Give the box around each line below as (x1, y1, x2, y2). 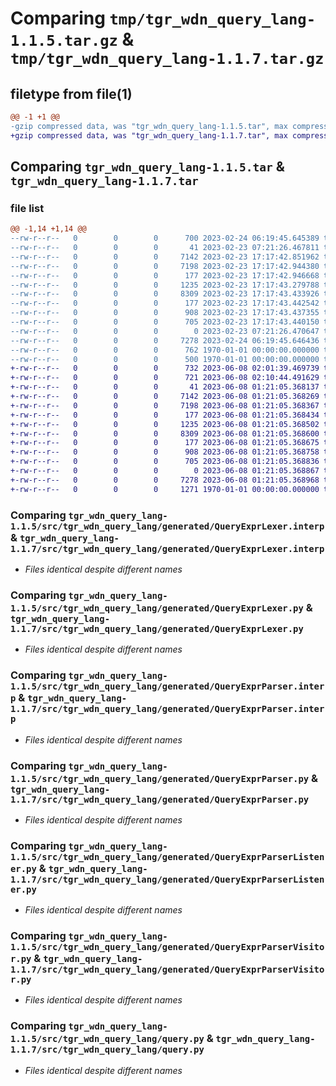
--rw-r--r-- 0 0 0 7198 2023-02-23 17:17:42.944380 (10, 261, 320, 271)
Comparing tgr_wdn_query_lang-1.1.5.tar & (10, 158, 285, 176)
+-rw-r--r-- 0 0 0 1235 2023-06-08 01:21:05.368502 (10, 419, 320, 429)
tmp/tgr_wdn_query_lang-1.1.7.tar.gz (10, 50, 325, 69)
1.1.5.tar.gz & (10, 28, 135, 51)
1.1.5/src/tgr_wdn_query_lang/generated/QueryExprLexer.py (10, 602, 304, 614)
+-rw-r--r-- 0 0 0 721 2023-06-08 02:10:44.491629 (10, 373, 320, 383)
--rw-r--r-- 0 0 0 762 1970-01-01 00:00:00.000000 (10, 345, 320, 355)
